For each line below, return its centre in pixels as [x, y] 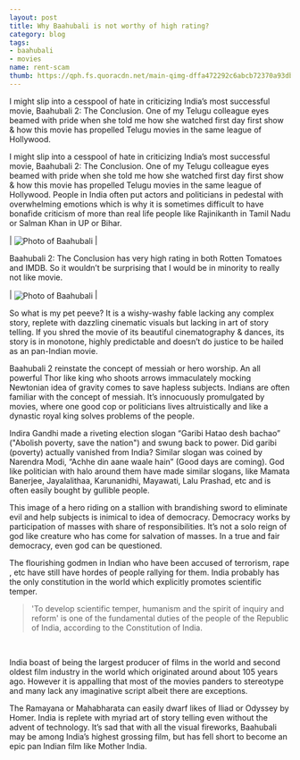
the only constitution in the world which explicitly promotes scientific [135, 582]
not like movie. [36, 277]
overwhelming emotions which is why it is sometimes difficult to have [137, 204]
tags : [19, 42]
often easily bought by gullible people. [79, 490]
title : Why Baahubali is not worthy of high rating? [109, 26]
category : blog [37, 34]
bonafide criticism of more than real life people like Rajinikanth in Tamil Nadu [150, 213]
